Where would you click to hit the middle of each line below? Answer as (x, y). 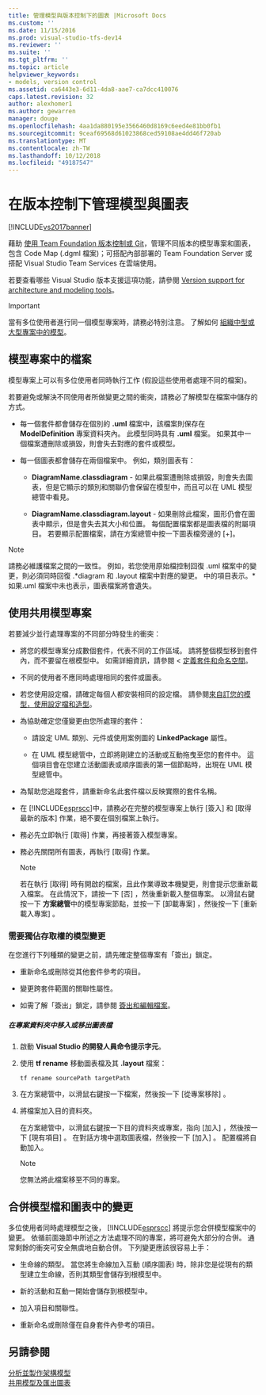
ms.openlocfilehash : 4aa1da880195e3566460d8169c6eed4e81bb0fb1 (115, 126)
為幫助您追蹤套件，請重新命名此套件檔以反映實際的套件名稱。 (120, 791)
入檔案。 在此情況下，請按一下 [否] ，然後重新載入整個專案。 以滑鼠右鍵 (137, 893)
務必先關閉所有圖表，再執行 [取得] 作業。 (87, 851)
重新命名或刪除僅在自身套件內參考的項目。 (89, 1324)
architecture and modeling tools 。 (63, 290)
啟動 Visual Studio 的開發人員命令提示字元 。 (93, 1046)
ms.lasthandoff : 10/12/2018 (55, 155)
